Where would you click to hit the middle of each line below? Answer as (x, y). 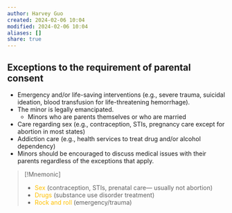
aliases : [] (24, 33)
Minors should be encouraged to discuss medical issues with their (111, 154)
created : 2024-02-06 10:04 (46, 20)
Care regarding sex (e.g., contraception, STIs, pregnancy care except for (121, 124)
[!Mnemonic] (42, 174)
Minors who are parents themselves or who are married (107, 117)
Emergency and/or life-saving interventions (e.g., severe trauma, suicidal (121, 95)
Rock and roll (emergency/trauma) (83, 202)
